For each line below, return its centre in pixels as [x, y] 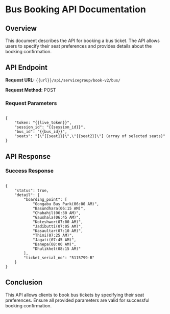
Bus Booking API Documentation [76, 9]
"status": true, [32, 191]
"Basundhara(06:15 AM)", [59, 208]
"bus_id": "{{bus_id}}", [41, 132]
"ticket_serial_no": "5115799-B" [59, 258]
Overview [21, 28]
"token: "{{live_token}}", [43, 123]
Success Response [29, 171]
